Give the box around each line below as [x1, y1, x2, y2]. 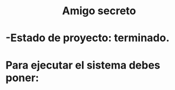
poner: [5, 71, 39, 84]
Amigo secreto [62, 4, 136, 18]
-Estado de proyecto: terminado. [5, 31, 170, 45]
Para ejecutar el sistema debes [5, 58, 161, 72]
